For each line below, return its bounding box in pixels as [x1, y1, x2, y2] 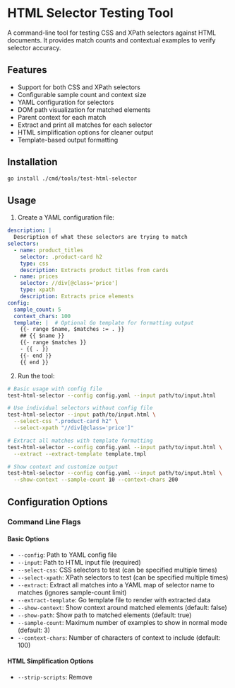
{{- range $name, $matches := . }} [20, 326, 125, 333]
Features [7, 64, 47, 76]
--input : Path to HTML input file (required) [17, 558, 141, 566]
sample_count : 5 [13, 306, 61, 313]
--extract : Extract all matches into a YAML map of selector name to [17, 580, 215, 589]
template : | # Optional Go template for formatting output [13, 319, 194, 327]
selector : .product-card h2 [20, 253, 102, 260]
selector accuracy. [7, 43, 61, 52]
